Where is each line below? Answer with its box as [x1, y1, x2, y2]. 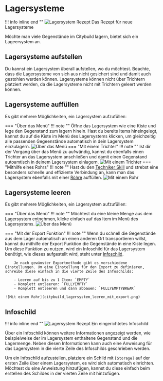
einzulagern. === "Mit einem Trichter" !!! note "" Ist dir [5, 143, 151, 149]
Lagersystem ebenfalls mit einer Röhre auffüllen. [5, 174, 102, 180]
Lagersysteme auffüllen [5, 101, 79, 109]
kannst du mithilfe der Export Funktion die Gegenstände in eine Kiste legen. [5, 241, 157, 247]
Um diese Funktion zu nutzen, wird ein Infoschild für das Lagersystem [5, 246, 145, 252]
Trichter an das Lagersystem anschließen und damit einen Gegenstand [5, 154, 147, 159]
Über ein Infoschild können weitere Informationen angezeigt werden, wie [5, 330, 151, 336]
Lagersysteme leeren [5, 188, 71, 197]
